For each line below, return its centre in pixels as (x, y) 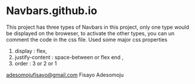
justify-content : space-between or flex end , (69, 57)
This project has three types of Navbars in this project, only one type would (98, 27)
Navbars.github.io (52, 11)
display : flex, (31, 51)
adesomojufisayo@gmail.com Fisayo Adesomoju (65, 75)
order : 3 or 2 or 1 (36, 63)
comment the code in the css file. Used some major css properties (87, 39)
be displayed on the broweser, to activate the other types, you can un (90, 33)
